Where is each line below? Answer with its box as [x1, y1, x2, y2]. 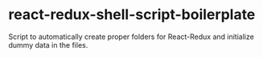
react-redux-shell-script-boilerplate [8, 6, 256, 24]
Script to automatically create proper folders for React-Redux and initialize [8, 32, 255, 41]
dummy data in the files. [8, 40, 88, 49]
